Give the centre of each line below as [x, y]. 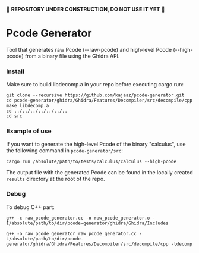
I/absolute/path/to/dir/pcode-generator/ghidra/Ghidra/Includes [87, 223]
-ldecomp [182, 244]
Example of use [29, 131]
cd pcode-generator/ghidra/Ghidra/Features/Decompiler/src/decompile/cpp [99, 101]
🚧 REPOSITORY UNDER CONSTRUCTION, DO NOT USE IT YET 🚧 [86, 9]
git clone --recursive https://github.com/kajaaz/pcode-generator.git [95, 95]
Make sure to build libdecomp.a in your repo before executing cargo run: [95, 85]
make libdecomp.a [28, 106]
